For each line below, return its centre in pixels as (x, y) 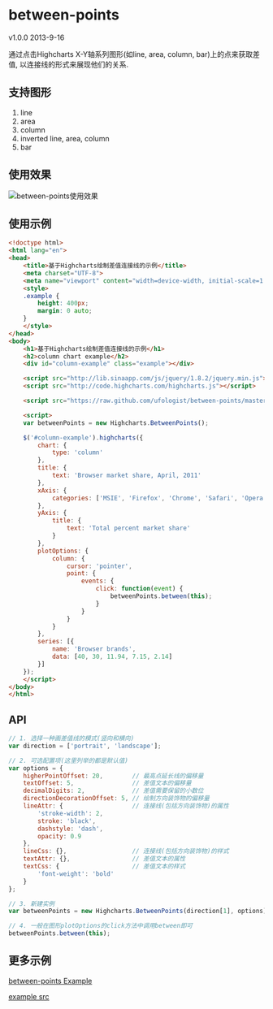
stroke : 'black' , (67, 821)
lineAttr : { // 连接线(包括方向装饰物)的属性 (126, 806)
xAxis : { (52, 490)
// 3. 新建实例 (32, 903)
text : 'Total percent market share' (128, 528)
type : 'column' (78, 453)
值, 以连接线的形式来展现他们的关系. (69, 64)
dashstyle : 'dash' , (71, 829)
